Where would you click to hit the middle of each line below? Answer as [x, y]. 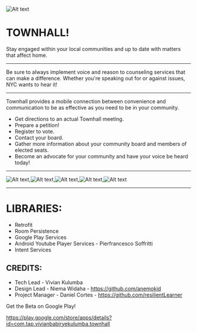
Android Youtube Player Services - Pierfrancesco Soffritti [84, 243]
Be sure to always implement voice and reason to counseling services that [96, 72]
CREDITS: [24, 268]
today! [22, 162]
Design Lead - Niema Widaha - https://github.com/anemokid [88, 288]
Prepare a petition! [37, 125]
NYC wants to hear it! [32, 84]
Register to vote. [34, 131]
